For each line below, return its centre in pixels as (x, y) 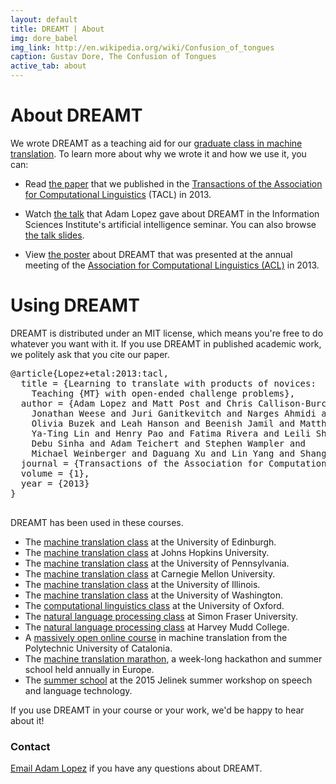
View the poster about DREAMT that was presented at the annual (158, 254)
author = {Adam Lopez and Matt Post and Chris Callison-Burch (176, 403)
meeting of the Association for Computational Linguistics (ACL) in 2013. (172, 265)
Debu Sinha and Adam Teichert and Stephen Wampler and (169, 443)
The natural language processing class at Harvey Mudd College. (157, 627)
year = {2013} (55, 483)
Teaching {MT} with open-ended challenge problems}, (163, 393)
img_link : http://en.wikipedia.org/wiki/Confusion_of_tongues (142, 47)
